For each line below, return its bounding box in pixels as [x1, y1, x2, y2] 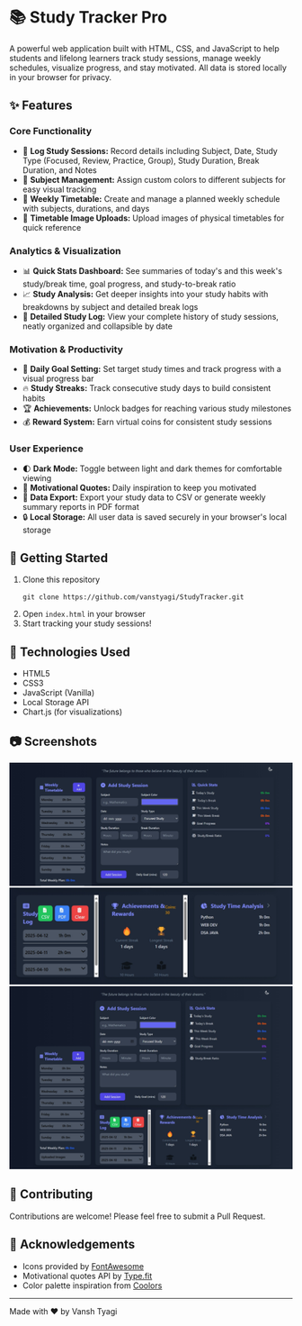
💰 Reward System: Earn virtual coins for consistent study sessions [22, 416, 272, 428]
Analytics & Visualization [9, 244, 121, 257]
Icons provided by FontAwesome [22, 1260, 145, 1271]
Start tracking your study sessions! [22, 618, 152, 629]
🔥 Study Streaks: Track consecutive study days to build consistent [22, 383, 271, 394]
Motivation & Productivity [9, 343, 124, 356]
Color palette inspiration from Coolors [22, 1280, 163, 1291]
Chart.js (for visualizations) [22, 706, 123, 717]
